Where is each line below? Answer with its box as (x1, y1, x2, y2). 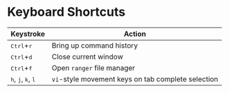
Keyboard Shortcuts (7, 4, 126, 20)
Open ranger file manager (51, 63, 136, 72)
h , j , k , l (10, 74, 36, 83)
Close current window (51, 52, 123, 61)
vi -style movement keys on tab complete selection (51, 74, 219, 83)
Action (123, 29, 147, 39)
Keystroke (10, 29, 45, 39)
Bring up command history (51, 41, 138, 50)
